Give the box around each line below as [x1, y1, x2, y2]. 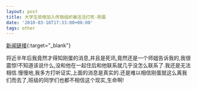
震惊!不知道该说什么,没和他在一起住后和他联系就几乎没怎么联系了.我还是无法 [6, 62, 191, 69]
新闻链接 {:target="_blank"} [6, 42, 71, 49]
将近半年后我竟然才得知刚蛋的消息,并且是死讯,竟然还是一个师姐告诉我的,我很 [6, 54, 191, 62]
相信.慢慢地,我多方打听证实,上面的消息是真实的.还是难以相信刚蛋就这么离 [6, 69, 182, 77]
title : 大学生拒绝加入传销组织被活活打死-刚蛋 [6, 14, 106, 20]
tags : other [6, 25, 35, 31]
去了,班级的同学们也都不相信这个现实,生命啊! [16, 77, 125, 84]
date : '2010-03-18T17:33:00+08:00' [6, 19, 94, 25]
